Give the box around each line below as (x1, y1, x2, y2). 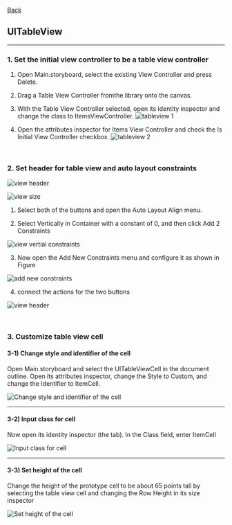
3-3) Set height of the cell (7, 466, 83, 474)
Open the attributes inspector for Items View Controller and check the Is (17, 125, 222, 134)
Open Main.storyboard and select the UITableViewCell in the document (7, 364, 209, 373)
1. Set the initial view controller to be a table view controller (7, 55, 209, 64)
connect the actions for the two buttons (17, 287, 130, 296)
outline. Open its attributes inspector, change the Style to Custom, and (7, 372, 207, 380)
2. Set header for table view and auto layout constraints (7, 163, 197, 173)
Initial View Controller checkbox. (17, 133, 110, 141)
